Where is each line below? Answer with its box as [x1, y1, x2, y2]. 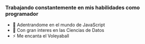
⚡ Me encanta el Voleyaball [12, 33, 69, 39]
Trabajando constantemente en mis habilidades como [5, 4, 140, 11]
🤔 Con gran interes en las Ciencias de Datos [12, 27, 105, 33]
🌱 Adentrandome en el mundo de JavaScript [12, 22, 105, 28]
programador [5, 10, 39, 17]
